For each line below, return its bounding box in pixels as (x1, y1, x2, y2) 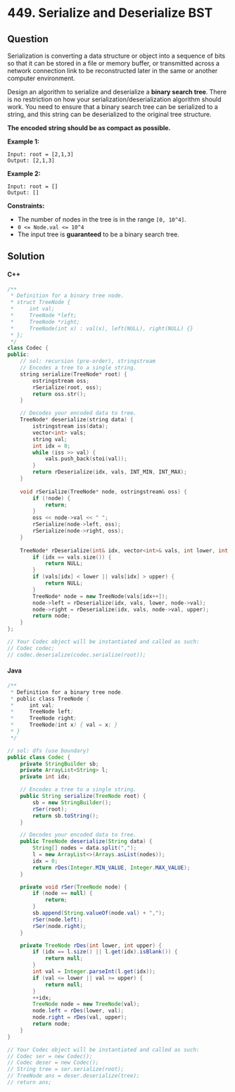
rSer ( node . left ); (32, 916, 83, 923)
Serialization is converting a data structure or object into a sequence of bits (7, 51, 226, 60)
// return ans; (7, 1079, 52, 1086)
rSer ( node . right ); (32, 922, 87, 929)
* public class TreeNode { (10, 695, 90, 702)
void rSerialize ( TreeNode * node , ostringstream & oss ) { (20, 488, 188, 495)
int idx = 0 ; (32, 442, 71, 450)
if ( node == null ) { (32, 890, 93, 897)
